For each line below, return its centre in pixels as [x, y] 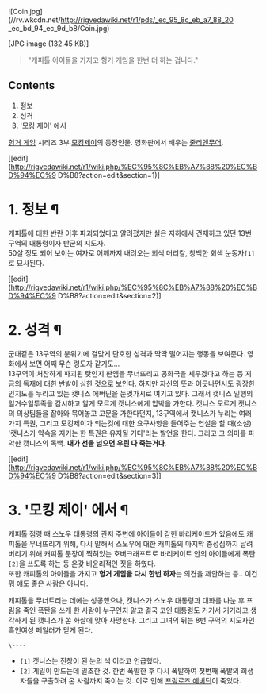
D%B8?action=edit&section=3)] [110, 475]
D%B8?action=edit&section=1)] [109, 175]
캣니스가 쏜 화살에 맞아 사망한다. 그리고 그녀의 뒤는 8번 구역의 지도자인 [146, 620]
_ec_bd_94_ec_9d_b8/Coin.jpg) [59, 28]
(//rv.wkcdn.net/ [34, 20]
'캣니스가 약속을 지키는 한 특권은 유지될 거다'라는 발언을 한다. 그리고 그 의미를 [127, 433]
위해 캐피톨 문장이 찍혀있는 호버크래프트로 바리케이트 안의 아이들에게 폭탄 [142, 553]
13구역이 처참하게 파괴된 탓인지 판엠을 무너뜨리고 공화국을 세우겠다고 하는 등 [126, 373]
